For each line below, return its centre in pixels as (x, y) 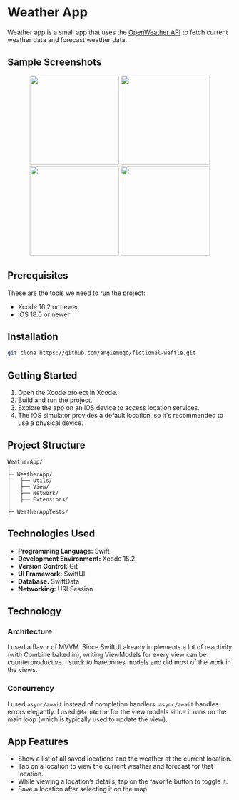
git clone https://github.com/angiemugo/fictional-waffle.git (102, 353)
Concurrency (31, 689)
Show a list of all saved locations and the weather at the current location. (124, 759)
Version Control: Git (48, 566)
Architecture (30, 631)
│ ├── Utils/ (30, 480)
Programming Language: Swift (63, 551)
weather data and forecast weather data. (67, 39)
